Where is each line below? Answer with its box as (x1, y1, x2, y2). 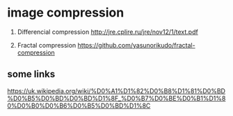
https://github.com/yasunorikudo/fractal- (77, 41, 196, 49)
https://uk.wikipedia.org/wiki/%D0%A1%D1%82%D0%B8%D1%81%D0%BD (7, 86, 226, 95)
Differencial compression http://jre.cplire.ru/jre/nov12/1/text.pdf (17, 28, 198, 36)
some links (7, 68, 56, 80)
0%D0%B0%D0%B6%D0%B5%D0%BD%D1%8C (7, 101, 151, 110)
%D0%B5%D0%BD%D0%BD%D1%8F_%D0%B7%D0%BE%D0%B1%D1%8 (7, 94, 226, 102)
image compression (7, 5, 124, 21)
